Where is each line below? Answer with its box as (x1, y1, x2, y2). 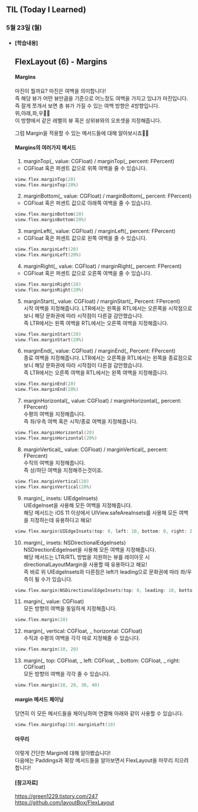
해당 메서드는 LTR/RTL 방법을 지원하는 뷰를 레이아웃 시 (23, 553, 150, 561)
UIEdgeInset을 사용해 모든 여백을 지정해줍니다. (23, 502, 132, 509)
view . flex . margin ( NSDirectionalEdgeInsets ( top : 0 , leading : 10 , (14, 587, 177, 593)
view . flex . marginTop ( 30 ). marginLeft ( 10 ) (14, 722, 116, 728)
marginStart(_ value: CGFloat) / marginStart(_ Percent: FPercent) (23, 297, 180, 305)
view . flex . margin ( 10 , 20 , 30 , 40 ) (14, 682, 100, 688)
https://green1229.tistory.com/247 (14, 792, 99, 800)
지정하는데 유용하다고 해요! (30, 516, 92, 523)
